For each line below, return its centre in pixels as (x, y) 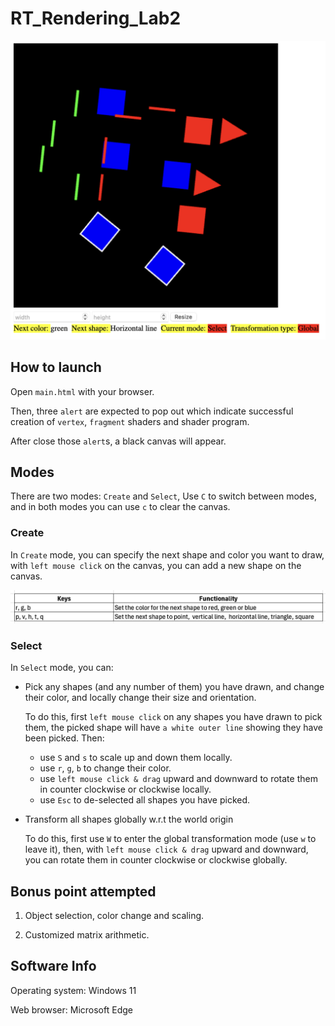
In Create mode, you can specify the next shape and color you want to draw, (167, 554)
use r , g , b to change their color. (105, 768)
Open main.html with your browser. (82, 391)
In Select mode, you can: (62, 668)
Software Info (53, 966)
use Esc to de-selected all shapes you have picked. (145, 800)
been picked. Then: (64, 738)
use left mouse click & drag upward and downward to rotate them (178, 779)
